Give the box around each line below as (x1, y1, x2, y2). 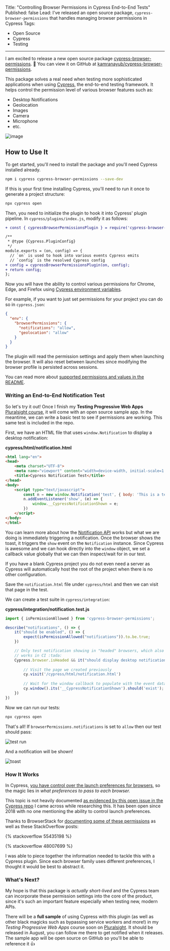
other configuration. (5, 571, 47, 577)
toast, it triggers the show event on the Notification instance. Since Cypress (5, 540, 164, 546)
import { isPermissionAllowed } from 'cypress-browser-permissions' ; (5, 616, 155, 621)
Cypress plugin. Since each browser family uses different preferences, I (5, 858, 155, 864)
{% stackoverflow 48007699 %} (5, 843, 73, 849)
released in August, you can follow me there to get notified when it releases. (5, 930, 164, 936)
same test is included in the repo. (5, 419, 75, 425)
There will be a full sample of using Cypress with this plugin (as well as (5, 914, 154, 920)
